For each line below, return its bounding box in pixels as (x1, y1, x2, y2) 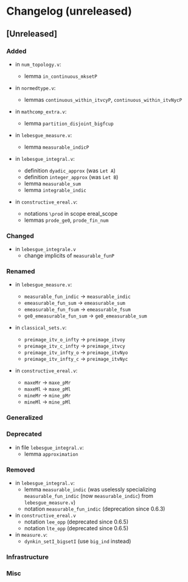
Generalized (6, 413, 43, 422)
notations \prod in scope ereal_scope (24, 210, 118, 217)
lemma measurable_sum (24, 180, 81, 187)
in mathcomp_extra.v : (15, 108, 67, 115)
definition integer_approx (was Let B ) (24, 173, 119, 180)
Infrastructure (6, 553, 49, 561)
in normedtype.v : (15, 84, 56, 91)
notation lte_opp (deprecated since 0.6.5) (24, 524, 129, 531)
